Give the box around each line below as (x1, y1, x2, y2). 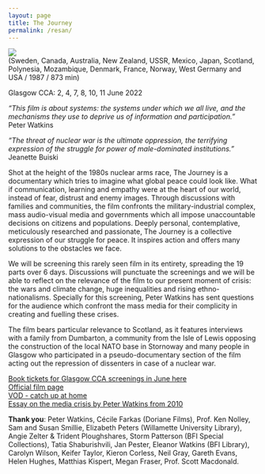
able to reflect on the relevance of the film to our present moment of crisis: (8, 276, 252, 285)
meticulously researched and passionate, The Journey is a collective (8, 227, 232, 236)
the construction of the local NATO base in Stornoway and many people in (8, 342, 250, 351)
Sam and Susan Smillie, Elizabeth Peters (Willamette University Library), (8, 423, 243, 433)
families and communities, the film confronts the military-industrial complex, (8, 201, 256, 211)
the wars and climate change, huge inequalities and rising (8, 285, 196, 294)
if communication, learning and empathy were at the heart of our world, (8, 185, 241, 194)
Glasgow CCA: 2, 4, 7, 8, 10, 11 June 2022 (8, 88, 143, 97)
